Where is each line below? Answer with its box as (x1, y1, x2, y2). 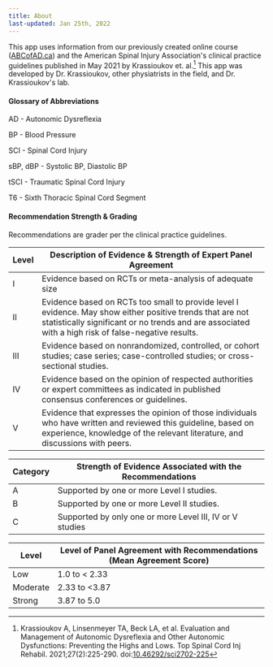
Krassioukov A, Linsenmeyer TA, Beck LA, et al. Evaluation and (19, 623, 230, 633)
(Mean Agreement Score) (108, 554, 210, 565)
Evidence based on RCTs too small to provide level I (41, 296, 239, 307)
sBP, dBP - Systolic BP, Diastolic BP (8, 162, 128, 171)
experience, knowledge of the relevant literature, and (41, 427, 244, 439)
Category (12, 466, 50, 477)
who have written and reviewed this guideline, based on (41, 417, 254, 428)
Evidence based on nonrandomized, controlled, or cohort (41, 340, 260, 351)
